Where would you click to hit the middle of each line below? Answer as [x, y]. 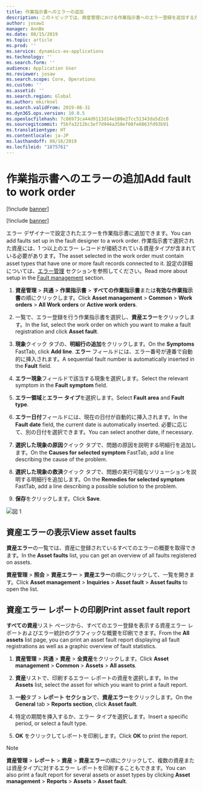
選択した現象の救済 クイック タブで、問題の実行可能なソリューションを [103, 471]
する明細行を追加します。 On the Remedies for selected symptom [102, 479]
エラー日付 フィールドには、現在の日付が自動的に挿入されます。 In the [101, 417]
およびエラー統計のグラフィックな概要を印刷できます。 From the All [106, 633]
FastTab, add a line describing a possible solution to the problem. [96, 486]
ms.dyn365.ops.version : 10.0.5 [46, 113]
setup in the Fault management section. [56, 277]
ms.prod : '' [21, 46]
